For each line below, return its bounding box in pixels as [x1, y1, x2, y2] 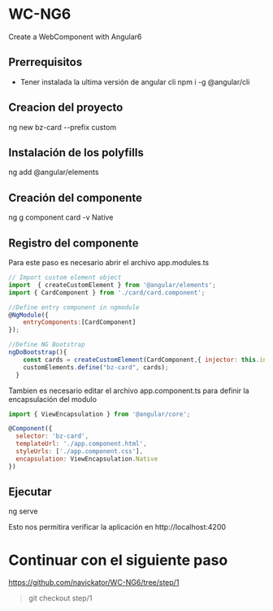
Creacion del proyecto [8, 101, 123, 115]
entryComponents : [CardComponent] [23, 318, 136, 326]
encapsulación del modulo [8, 394, 97, 404]
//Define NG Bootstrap [8, 341, 85, 349]
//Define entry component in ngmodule [8, 303, 140, 312]
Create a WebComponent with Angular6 [8, 32, 142, 41]
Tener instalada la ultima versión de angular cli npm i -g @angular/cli [19, 76, 250, 86]
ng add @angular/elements [8, 168, 99, 177]
